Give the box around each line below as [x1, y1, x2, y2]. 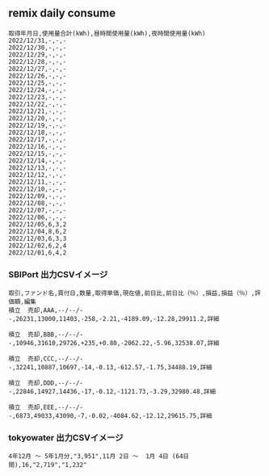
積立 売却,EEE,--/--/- [8, 403, 83, 411]
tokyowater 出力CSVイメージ [8, 432, 124, 444]
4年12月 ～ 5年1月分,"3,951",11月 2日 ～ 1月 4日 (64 [8, 453, 183, 461]
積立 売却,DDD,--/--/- [8, 379, 83, 387]
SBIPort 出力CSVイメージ [8, 268, 108, 280]
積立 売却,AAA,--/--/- [8, 306, 83, 314]
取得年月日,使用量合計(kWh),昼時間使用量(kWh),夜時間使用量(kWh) [8, 29, 206, 37]
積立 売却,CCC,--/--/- [8, 355, 83, 363]
